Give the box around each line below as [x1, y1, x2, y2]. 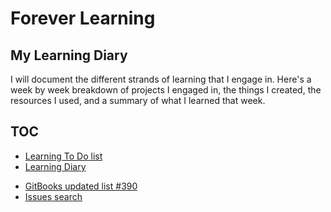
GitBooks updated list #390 [24, 180, 138, 192]
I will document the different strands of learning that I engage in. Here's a [10, 73, 312, 85]
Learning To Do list [24, 150, 103, 162]
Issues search [24, 190, 83, 202]
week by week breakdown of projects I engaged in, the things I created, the [10, 84, 322, 96]
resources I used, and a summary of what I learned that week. [10, 95, 266, 106]
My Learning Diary [10, 47, 128, 64]
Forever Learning [10, 7, 156, 30]
